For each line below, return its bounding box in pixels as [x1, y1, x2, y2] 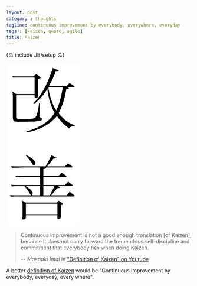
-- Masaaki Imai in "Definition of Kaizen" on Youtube [20, 256, 149, 263]
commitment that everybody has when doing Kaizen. [20, 244, 149, 251]
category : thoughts [6, 15, 57, 22]
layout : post [6, 9, 38, 15]
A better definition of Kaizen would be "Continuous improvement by [6, 267, 171, 274]
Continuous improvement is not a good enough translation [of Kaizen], [20, 232, 192, 239]
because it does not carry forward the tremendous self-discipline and [20, 238, 190, 245]
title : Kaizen [6, 34, 41, 41]
